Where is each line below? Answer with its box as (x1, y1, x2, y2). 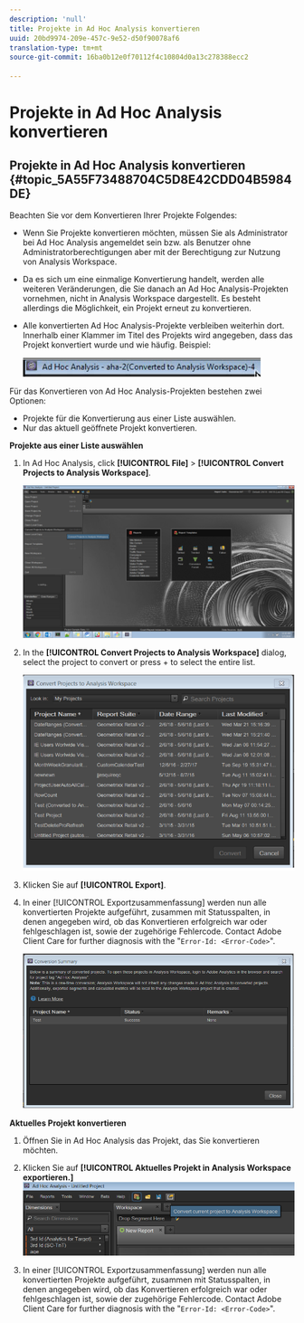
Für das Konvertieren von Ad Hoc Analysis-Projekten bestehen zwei (9, 385, 262, 396)
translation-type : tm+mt (9, 43, 103, 52)
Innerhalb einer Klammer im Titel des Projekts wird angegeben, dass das (22, 330, 293, 340)
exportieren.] (22, 1172, 74, 1183)
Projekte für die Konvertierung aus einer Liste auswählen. (22, 413, 237, 424)
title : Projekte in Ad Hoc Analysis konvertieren (9, 24, 201, 33)
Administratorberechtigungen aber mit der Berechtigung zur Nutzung (22, 247, 280, 257)
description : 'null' (9, 14, 88, 24)
